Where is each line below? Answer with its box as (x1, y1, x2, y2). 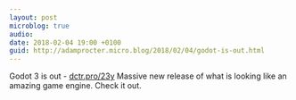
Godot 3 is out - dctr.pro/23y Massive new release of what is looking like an (9, 71, 287, 81)
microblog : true (9, 21, 70, 30)
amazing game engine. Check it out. (9, 80, 143, 91)
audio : (9, 29, 34, 38)
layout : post (9, 12, 58, 22)
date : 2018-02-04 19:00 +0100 (9, 37, 122, 47)
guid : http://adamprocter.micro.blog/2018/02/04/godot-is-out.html (9, 46, 266, 55)
